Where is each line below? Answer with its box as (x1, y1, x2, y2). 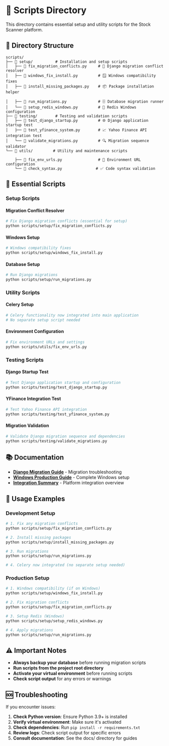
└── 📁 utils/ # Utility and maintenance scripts (6, 148, 128, 153)
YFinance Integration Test (6, 396, 61, 402)
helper (6, 90, 20, 95)
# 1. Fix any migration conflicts (6, 521, 78, 526)
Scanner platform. (6, 26, 43, 32)
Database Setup (6, 261, 40, 267)
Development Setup (6, 509, 55, 516)
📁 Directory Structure (6, 41, 74, 50)
